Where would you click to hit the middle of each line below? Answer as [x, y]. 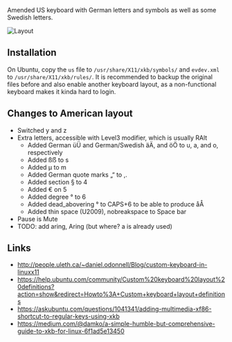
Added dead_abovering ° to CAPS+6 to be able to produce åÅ [116, 204]
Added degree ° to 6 [57, 197]
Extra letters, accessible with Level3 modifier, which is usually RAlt [112, 138]
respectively [45, 152]
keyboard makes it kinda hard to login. [62, 91]
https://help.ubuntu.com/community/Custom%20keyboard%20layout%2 [121, 279]
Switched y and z [42, 130]
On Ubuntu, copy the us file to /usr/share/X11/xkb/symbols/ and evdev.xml [114, 70]
